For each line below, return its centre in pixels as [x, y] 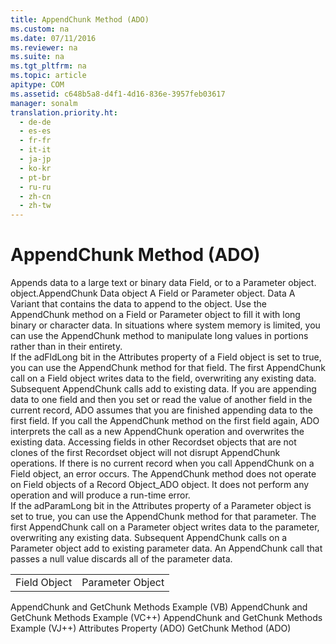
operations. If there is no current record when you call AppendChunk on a [162, 463]
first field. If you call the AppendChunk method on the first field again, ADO [165, 421]
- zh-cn [35, 196]
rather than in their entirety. [66, 347]
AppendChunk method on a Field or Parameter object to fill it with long [155, 315]
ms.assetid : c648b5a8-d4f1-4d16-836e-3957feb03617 [118, 94]
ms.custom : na [40, 29]
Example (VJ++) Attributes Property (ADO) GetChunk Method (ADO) [151, 628]
